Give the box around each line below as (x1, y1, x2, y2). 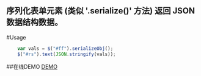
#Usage (6, 33, 26, 41)
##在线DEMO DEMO (6, 63, 58, 70)
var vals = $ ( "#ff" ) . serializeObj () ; (17, 45, 114, 52)
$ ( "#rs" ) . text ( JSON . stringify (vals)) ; (17, 51, 116, 57)
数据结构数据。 (6, 17, 63, 27)
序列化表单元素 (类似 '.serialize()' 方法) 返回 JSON (6, 5, 196, 16)
